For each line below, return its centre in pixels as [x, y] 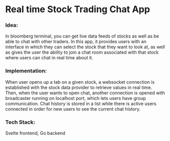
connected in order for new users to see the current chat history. [73, 109]
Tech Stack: [20, 122]
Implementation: [26, 71]
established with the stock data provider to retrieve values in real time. [79, 87]
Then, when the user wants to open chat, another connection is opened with [85, 93]
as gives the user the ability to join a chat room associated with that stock [82, 52]
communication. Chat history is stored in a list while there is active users [81, 103]
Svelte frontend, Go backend [35, 133]
